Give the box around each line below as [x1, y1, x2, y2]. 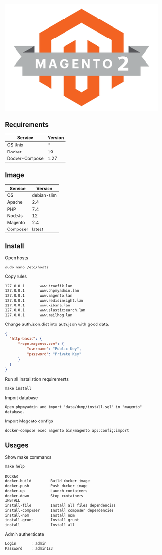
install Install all [5, 523, 75, 528]
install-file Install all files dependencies [5, 503, 116, 508]
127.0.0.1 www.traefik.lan [5, 283, 73, 288]
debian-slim [32, 192, 57, 198]
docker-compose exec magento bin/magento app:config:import [5, 428, 130, 433]
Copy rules [5, 273, 27, 279]
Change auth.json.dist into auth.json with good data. [5, 321, 110, 327]
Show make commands [5, 454, 52, 460]
